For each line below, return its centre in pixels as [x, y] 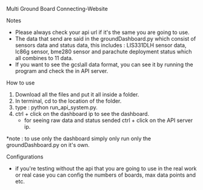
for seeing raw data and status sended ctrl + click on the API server [108, 120]
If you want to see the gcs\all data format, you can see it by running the [104, 64]
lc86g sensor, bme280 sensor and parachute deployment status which [103, 52]
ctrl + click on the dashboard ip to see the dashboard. [82, 114]
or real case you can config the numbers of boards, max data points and [105, 175]
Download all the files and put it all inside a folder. [77, 94]
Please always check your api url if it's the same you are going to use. [102, 32]
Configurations [25, 157]
